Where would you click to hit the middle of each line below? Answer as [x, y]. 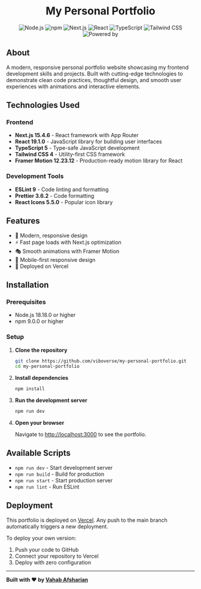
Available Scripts [38, 453]
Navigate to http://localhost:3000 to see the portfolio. [80, 434]
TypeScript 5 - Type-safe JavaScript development [77, 148]
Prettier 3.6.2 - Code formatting [54, 195]
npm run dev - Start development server [64, 467]
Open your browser [39, 423]
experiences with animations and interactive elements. [73, 86]
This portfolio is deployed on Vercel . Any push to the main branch [87, 520]
